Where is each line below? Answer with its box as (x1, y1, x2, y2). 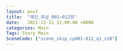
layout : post (6, 8, 38, 15)
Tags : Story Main (6, 30, 49, 36)
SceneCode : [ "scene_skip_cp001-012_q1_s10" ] (6, 36, 118, 42)
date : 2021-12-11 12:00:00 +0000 (6, 19, 94, 25)
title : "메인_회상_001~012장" (6, 14, 77, 20)
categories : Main (6, 25, 49, 31)
